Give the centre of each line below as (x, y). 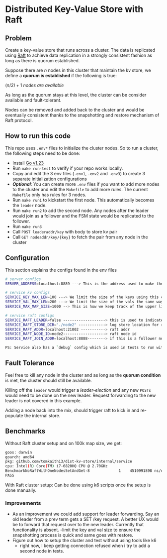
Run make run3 (27, 226)
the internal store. (42, 415)
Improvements (23, 503)
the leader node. (30, 205)
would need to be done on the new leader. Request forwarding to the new (81, 395)
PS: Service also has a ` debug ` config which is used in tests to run (80, 348)
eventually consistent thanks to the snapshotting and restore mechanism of (82, 115)
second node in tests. (42, 551)
